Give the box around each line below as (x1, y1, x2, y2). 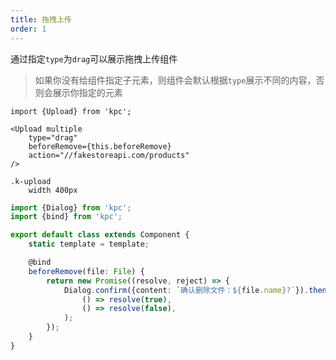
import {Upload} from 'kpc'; (10, 106, 132, 116)
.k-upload (10, 176, 52, 186)
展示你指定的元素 (52, 86, 123, 98)
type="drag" (28, 132, 78, 143)
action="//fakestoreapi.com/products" (28, 150, 190, 160)
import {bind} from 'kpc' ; (10, 212, 123, 222)
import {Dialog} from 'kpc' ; (10, 202, 132, 213)
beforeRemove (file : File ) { (28, 266, 145, 276)
